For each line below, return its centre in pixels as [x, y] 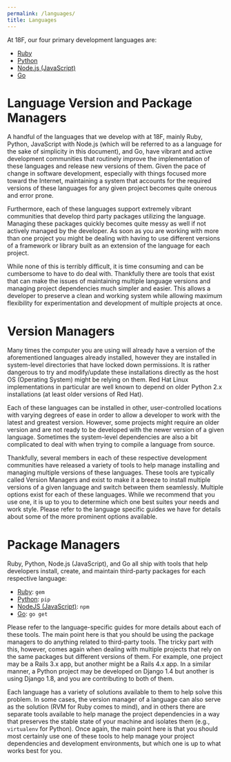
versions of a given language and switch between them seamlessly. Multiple [115, 487]
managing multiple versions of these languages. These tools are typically [111, 473]
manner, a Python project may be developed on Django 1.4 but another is [111, 671]
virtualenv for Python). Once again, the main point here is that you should [113, 729]
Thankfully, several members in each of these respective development [107, 458]
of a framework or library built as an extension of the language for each [109, 245]
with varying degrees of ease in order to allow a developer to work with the [114, 415]
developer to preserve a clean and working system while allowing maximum [115, 296]
